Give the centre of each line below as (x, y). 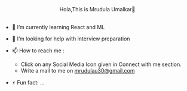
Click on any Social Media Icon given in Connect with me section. (101, 64)
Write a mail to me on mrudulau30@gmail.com (78, 70)
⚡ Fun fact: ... (28, 82)
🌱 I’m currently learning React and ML (58, 27)
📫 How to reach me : (38, 51)
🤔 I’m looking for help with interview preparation (71, 39)
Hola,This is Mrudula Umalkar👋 (97, 9)
